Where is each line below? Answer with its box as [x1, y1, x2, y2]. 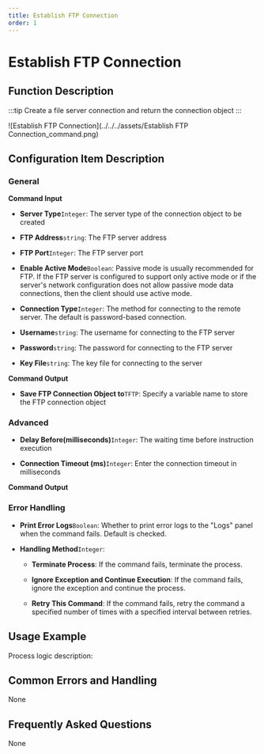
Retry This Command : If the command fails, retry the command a [31, 598, 245, 608]
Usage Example [8, 630, 87, 643]
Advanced [8, 417, 49, 428]
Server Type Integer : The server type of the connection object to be [19, 209, 243, 218]
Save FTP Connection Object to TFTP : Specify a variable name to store [19, 389, 248, 399]
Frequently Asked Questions [8, 718, 153, 731]
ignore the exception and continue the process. [31, 583, 186, 593]
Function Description [8, 85, 115, 98]
